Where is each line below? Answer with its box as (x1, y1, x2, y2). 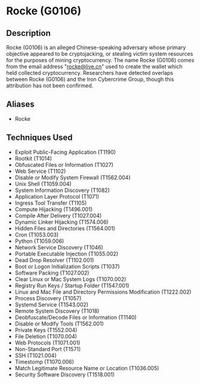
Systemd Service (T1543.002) (14, 301, 88, 308)
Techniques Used (6, 133, 73, 143)
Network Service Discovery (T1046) (14, 243, 103, 251)
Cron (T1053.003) (14, 231, 59, 238)
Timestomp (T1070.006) (14, 358, 75, 365)
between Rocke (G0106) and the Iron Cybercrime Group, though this (6, 76, 174, 83)
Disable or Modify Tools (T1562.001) (14, 320, 104, 327)
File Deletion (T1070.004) (14, 333, 78, 340)
